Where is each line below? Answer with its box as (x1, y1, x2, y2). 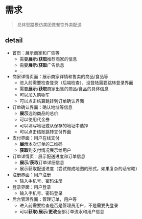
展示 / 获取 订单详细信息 (19, 159, 65, 165)
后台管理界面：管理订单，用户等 (12, 196, 77, 202)
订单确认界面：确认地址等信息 (12, 104, 72, 110)
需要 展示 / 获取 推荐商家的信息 (19, 56, 77, 62)
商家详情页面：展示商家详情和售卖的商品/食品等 (12, 73, 109, 79)
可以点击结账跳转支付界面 (19, 129, 71, 135)
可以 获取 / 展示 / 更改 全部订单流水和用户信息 (19, 208, 104, 214)
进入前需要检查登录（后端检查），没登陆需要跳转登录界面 (19, 80, 134, 85)
